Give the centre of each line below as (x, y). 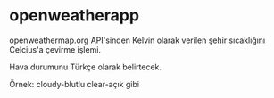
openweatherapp (75, 16)
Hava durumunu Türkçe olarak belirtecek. (86, 67)
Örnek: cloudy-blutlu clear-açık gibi (75, 84)
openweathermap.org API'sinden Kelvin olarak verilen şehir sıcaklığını (137, 40)
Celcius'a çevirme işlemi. (55, 49)
